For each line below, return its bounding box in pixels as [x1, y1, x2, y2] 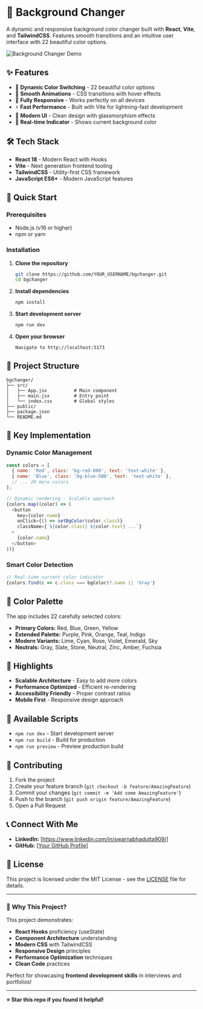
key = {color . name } [17, 512, 61, 518]
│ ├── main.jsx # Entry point [6, 393, 110, 399]
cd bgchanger [14, 277, 48, 283]
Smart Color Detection [6, 560, 74, 569]
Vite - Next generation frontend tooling [14, 162, 113, 169]
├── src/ [6, 382, 28, 388]
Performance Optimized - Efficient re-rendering [14, 683, 136, 691]
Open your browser [14, 333, 65, 340]
